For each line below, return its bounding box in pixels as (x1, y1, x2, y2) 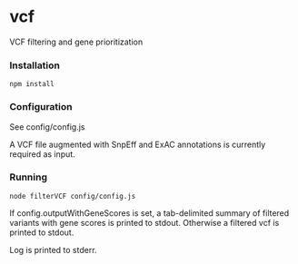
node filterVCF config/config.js (9, 191, 136, 200)
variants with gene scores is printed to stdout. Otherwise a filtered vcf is (9, 217, 280, 228)
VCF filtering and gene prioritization (9, 36, 144, 47)
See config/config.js (9, 121, 85, 132)
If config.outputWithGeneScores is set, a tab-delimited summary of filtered (9, 207, 290, 219)
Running (9, 171, 48, 183)
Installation (9, 59, 61, 72)
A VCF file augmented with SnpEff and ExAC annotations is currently (9, 139, 266, 150)
